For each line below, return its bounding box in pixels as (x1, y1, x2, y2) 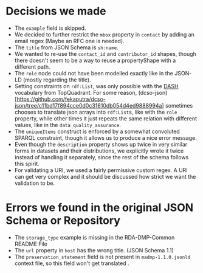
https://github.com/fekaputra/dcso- (16, 95, 106, 103)
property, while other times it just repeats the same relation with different (14, 114, 198, 122)
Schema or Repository (5, 214, 121, 227)
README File (14, 240, 48, 247)
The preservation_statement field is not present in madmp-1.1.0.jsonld (14, 253, 191, 260)
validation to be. (14, 179, 55, 187)
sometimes (165, 102, 193, 109)
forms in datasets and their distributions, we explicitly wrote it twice (14, 147, 184, 154)
